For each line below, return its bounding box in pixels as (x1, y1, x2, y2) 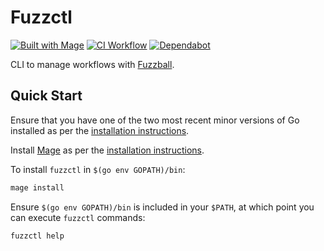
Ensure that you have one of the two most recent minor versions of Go (10, 114, 300, 126)
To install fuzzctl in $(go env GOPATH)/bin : (10, 163, 186, 175)
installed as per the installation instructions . (10, 124, 190, 136)
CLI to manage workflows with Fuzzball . (10, 58, 175, 70)
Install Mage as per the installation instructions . (10, 144, 205, 156)
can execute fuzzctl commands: (10, 211, 146, 223)
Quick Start (10, 87, 83, 105)
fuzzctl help (10, 231, 65, 241)
